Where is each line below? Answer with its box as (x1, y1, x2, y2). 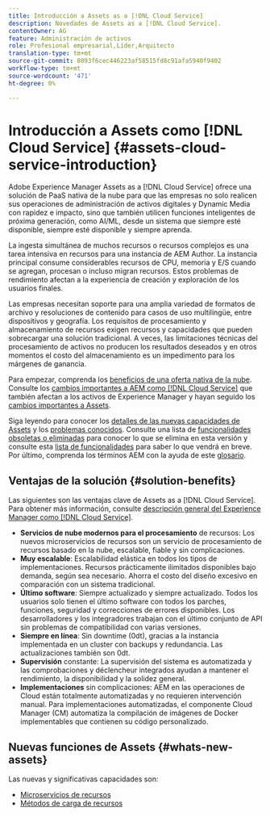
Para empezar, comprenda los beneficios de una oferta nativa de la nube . (8, 375, 252, 384)
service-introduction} (8, 155, 158, 174)
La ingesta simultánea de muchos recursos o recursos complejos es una (8, 241, 249, 250)
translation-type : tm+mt (8, 49, 92, 57)
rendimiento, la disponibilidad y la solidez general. (19, 674, 187, 684)
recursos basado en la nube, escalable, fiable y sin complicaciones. (19, 546, 246, 555)
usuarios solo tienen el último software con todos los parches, (19, 596, 227, 606)
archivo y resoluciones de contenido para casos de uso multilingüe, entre (8, 308, 252, 317)
